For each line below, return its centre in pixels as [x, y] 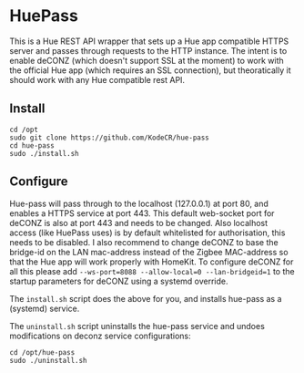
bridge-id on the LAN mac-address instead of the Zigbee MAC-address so [149, 252]
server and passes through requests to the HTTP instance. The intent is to [148, 50]
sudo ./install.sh [44, 153]
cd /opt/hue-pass [42, 352]
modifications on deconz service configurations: [100, 336]
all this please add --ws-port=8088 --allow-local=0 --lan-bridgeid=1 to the [152, 271]
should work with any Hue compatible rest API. [97, 79]
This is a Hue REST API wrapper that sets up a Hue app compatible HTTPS [149, 41]
